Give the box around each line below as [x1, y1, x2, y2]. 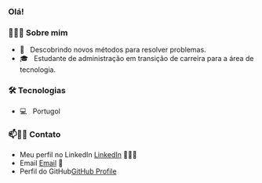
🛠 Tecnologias [8, 85, 67, 96]
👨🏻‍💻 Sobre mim [8, 27, 68, 38]
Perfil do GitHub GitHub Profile [19, 167, 117, 176]
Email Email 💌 [19, 158, 64, 167]
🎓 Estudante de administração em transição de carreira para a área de [19, 54, 254, 63]
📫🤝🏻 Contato [8, 129, 61, 140]
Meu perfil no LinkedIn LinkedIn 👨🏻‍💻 [19, 149, 137, 159]
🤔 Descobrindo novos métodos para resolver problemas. [19, 45, 206, 55]
